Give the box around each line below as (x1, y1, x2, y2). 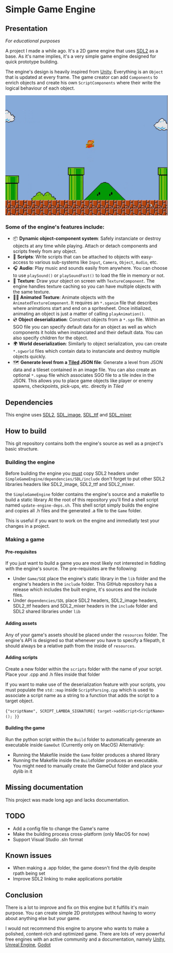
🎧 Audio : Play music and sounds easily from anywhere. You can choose (12, 265, 168, 271)
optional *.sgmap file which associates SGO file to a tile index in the (12, 372, 154, 378)
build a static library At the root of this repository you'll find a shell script (5, 497, 159, 503)
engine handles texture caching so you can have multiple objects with (12, 283, 161, 289)
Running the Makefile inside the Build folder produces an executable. (12, 757, 159, 764)
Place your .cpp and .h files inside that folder (5, 671, 100, 678)
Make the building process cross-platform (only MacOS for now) (12, 830, 150, 837)
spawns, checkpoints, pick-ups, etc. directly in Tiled (12, 383, 124, 389)
